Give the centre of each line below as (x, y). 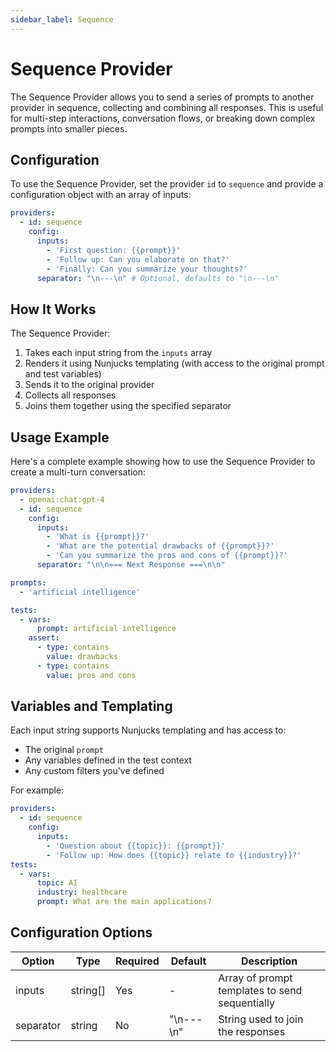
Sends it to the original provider (89, 385)
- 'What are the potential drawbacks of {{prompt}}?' (160, 546)
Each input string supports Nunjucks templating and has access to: (148, 730)
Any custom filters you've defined (94, 771)
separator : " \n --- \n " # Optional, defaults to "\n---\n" (158, 278)
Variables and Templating (91, 706)
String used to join (261, 1019)
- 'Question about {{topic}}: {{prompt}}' (136, 846)
